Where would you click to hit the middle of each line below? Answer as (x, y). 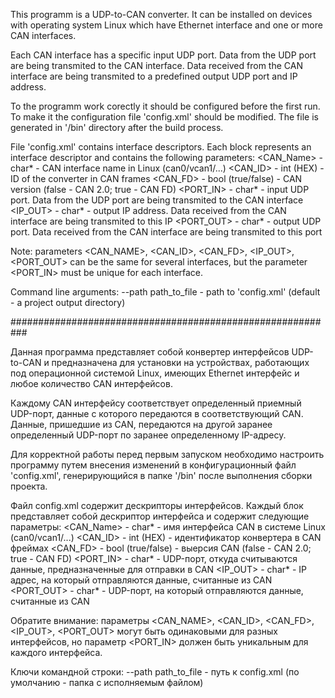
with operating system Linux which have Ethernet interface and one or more (166, 25)
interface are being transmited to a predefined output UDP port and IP (154, 76)
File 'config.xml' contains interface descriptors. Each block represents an (161, 147)
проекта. (29, 486)
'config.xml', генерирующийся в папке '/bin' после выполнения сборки (161, 475)
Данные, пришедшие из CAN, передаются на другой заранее (141, 424)
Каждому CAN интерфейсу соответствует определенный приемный (156, 403)
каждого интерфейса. (56, 652)
